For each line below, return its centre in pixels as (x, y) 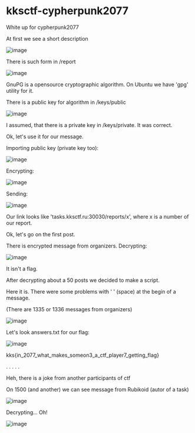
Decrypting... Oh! (27, 412)
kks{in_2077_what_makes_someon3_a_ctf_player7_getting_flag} (83, 355)
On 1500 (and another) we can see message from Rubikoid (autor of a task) (98, 389)
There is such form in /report (41, 61)
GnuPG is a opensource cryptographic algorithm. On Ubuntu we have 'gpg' (97, 84)
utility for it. (20, 90)
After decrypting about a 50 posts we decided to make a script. (83, 280)
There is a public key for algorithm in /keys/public (66, 102)
